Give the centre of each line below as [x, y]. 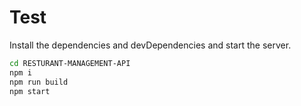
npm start [30, 91]
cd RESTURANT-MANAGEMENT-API [70, 63]
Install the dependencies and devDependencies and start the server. [150, 45]
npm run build [39, 82]
